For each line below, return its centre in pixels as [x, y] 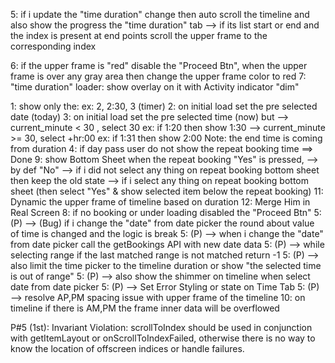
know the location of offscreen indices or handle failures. [127, 348]
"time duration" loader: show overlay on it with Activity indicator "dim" [155, 87]
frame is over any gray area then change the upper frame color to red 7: [158, 76]
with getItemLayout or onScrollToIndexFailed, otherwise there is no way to [163, 338]
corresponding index [53, 46]
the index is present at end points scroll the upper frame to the [139, 35]
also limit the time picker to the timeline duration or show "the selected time [166, 265]
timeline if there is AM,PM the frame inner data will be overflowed [145, 308]
